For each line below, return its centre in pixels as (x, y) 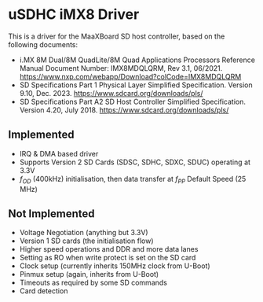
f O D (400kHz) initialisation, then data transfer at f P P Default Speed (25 (133, 180)
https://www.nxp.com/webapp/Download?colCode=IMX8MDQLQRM (130, 76)
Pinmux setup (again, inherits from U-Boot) (89, 274)
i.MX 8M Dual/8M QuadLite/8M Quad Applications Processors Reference (137, 60)
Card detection (44, 291)
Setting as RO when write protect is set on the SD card (108, 258)
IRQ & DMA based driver (59, 153)
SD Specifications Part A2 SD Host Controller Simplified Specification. (132, 101)
